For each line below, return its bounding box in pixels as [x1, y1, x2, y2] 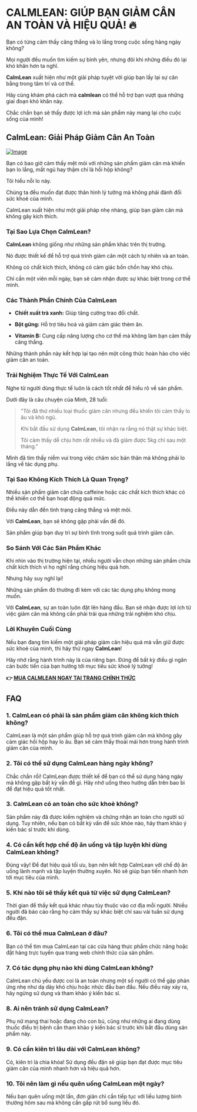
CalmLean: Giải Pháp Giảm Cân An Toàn [6, 133, 155, 143]
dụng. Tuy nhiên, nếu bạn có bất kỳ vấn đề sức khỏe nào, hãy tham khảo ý [6, 819, 187, 826]
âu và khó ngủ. [20, 414, 57, 421]
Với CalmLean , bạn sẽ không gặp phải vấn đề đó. [6, 517, 126, 524]
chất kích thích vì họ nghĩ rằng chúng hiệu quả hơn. [6, 563, 131, 570]
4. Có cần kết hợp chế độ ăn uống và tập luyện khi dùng [6, 841, 168, 849]
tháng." [20, 442, 38, 450]
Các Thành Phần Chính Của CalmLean [6, 296, 117, 304]
